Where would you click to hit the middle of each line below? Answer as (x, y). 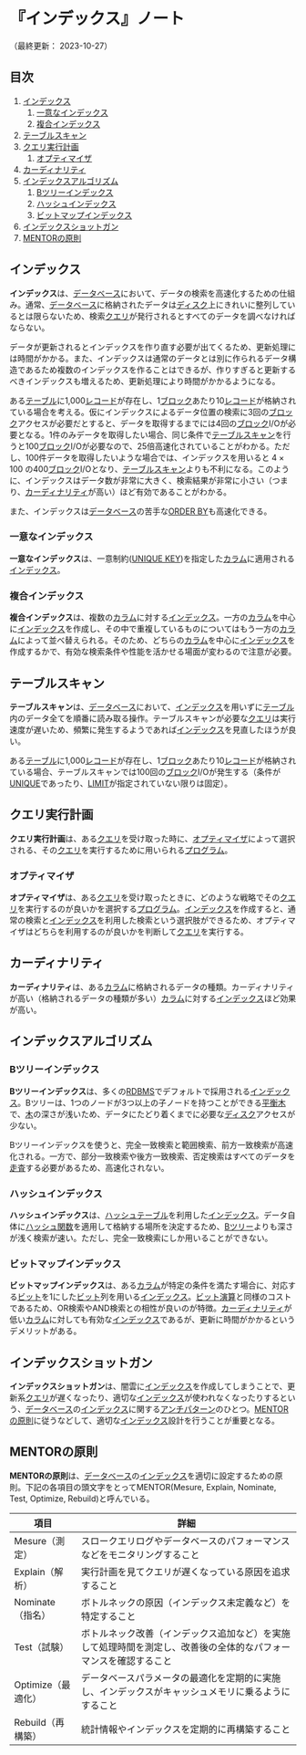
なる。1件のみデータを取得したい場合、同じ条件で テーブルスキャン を (154, 434)
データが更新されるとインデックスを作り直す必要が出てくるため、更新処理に (153, 347)
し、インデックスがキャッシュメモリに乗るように (186, 1691)
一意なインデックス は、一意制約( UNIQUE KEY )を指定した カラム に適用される (152, 559)
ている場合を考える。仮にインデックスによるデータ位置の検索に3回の (139, 412)
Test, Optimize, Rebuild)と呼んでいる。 (82, 1499)
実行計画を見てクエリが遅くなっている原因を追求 (185, 1572)
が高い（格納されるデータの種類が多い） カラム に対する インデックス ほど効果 (153, 998)
